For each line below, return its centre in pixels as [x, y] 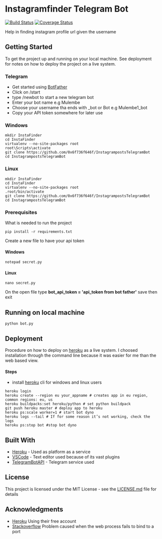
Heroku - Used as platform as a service [51, 452]
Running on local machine [45, 312]
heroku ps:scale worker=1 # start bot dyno [50, 413]
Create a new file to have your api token [45, 241]
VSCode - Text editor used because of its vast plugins [66, 457]
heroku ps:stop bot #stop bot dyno [41, 425]
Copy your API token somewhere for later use [57, 113]
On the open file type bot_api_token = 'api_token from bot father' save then [81, 292]
